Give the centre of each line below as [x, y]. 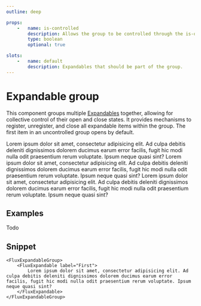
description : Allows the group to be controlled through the [106, 34]
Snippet [21, 246]
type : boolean [45, 40]
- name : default [40, 61]
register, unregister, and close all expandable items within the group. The [96, 126]
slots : [14, 56]
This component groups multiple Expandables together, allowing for [90, 113]
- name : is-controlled [48, 28]
